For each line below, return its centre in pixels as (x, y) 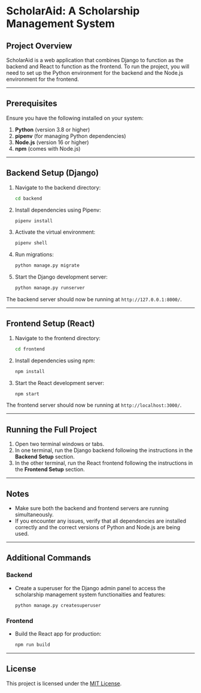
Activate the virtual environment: (55, 232)
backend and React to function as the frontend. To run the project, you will (98, 66)
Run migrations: (34, 255)
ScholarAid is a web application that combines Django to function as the (95, 60)
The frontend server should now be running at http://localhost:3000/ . (94, 405)
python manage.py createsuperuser (58, 605)
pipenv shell (31, 243)
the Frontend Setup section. (50, 469)
